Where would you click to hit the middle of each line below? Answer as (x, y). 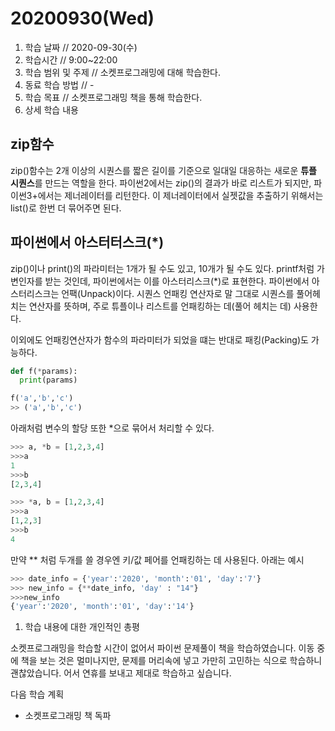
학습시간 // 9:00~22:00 (71, 59)
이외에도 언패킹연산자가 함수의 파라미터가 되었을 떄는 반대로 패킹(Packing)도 (159, 339)
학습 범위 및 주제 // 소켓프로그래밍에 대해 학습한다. (122, 72)
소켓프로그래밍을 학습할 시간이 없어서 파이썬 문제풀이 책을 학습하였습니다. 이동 (162, 648)
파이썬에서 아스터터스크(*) (87, 242)
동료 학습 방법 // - (59, 84)
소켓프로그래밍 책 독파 (68, 716)
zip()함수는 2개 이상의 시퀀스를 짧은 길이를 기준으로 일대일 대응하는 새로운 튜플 (163, 170)
